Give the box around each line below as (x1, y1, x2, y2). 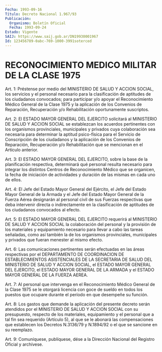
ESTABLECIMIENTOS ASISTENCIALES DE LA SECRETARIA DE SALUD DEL (5, 256, 152, 262)
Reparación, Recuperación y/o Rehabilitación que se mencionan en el (5, 142, 143, 147)
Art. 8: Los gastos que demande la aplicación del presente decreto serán (5, 301, 150, 307)
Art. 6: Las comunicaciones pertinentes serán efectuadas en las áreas (5, 246, 145, 252)
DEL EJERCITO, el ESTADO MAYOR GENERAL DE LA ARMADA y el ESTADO (5, 267, 155, 272)
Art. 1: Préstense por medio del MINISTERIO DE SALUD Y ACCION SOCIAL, (5, 86, 154, 92)
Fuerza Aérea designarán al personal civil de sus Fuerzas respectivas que (5, 196, 152, 202)
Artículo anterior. (5, 146, 39, 153)
